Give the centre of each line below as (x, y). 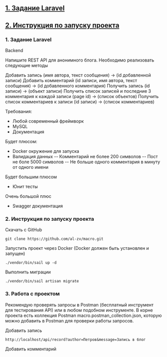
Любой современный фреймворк (48, 121)
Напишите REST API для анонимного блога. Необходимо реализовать (80, 60)
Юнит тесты (25, 187)
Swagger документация (38, 206)
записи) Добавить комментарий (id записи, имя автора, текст (71, 81)
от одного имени (30, 167)
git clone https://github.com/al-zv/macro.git (54, 239)
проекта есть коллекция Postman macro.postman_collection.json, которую (83, 315)
